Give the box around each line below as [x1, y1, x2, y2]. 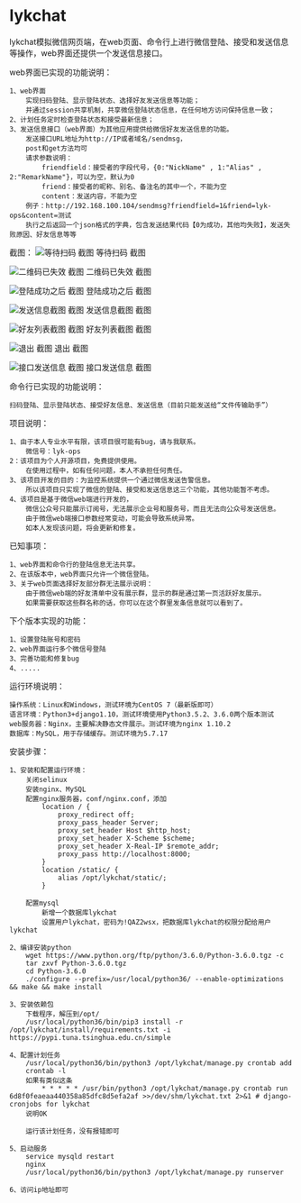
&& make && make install [9, 982, 103, 991]
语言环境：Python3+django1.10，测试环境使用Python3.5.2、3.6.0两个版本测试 [9, 709, 275, 719]
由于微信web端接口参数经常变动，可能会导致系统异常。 [25, 514, 199, 523]
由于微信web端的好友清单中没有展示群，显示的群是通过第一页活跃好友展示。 [25, 588, 266, 597]
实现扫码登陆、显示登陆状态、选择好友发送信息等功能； [25, 96, 200, 105]
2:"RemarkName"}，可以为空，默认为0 [9, 172, 135, 181]
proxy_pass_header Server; [57, 817, 160, 827]
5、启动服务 [9, 1144, 48, 1153]
